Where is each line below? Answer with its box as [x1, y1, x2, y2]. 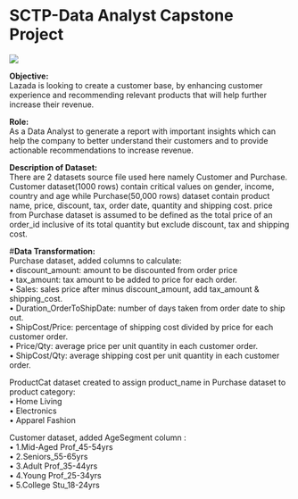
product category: [9, 386, 76, 397]
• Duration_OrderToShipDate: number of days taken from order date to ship [9, 303, 286, 313]
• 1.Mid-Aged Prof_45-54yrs [9, 441, 113, 452]
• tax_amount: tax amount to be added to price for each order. [9, 274, 238, 285]
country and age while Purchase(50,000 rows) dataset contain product [9, 190, 270, 201]
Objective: [9, 71, 49, 81]
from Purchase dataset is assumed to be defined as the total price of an [9, 209, 273, 220]
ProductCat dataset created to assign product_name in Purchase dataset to [9, 377, 286, 387]
